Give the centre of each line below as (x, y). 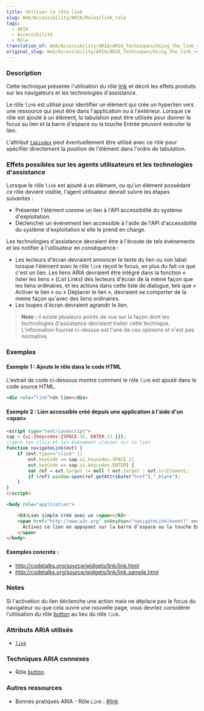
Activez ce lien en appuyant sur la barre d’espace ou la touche (107, 527)
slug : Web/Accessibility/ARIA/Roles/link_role (66, 18)
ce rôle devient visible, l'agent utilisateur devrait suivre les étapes (88, 192)
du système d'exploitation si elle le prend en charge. (80, 230)
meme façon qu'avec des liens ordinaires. (67, 299)
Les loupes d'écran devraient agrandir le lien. (72, 305)
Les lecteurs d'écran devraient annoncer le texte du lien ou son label (101, 260)
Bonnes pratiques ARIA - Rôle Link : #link (66, 701)
